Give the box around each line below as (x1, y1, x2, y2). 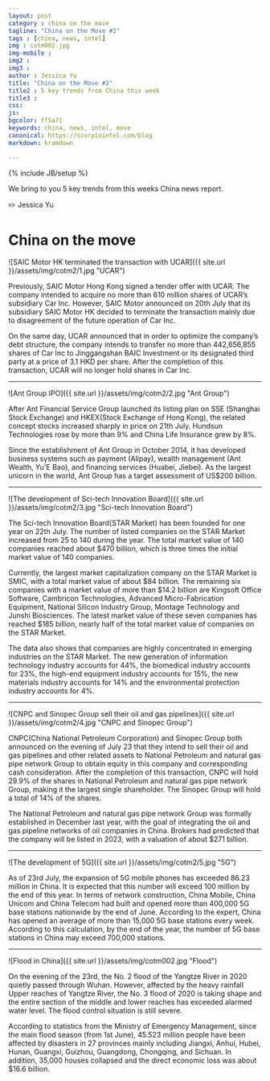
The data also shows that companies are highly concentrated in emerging (8, 643, 252, 653)
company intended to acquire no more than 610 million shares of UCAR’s (8, 290, 248, 300)
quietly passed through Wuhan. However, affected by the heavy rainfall (8, 980, 243, 990)
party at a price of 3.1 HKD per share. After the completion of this (8, 357, 223, 367)
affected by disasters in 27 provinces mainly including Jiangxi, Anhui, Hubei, (8, 1038, 261, 1048)
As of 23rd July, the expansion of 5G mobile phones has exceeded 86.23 (8, 873, 251, 883)
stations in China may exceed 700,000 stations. (8, 933, 166, 943)
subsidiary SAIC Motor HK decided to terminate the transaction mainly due (8, 307, 256, 317)
